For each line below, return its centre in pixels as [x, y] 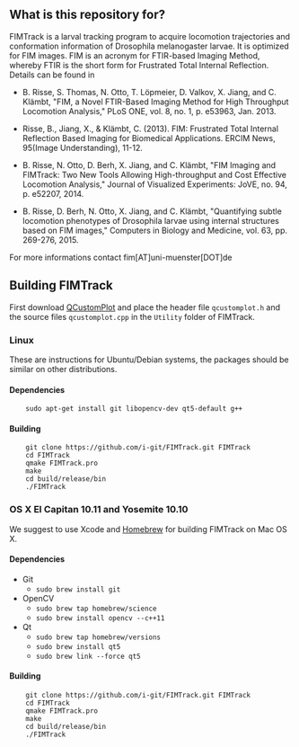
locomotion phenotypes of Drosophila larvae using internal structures [151, 220]
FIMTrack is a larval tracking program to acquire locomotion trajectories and [149, 36]
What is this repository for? [88, 15]
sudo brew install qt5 [78, 646]
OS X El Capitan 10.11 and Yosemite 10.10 [99, 510]
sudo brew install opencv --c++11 [100, 618]
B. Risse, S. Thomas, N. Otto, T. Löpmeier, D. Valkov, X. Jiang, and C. [149, 92]
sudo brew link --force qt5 [88, 656]
